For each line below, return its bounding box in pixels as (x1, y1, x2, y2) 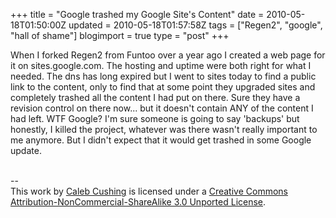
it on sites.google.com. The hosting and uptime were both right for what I (10, 60, 312, 71)
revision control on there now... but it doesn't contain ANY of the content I (10, 102, 314, 114)
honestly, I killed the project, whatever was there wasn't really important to (10, 124, 318, 135)
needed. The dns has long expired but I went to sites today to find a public (10, 70, 317, 82)
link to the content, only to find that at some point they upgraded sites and (10, 81, 316, 93)
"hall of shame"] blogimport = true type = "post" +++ (10, 30, 230, 41)
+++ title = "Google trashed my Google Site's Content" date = (10, 9, 265, 20)
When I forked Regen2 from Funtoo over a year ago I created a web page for (10, 49, 326, 61)
